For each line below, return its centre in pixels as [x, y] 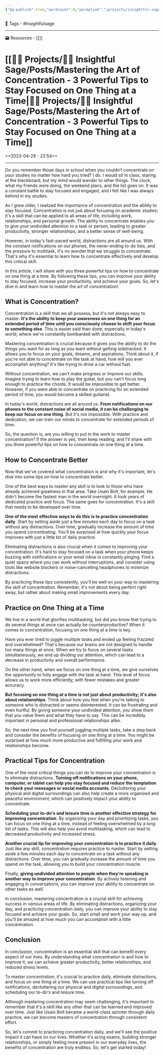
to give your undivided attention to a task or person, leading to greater [76, 226]
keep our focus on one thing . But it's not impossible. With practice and [76, 414]
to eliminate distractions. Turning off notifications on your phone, [72, 778]
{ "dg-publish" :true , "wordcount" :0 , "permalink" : [54, 10]
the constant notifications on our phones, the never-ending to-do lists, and [80, 246]
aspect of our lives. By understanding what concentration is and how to [77, 956]
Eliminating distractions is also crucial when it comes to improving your [76, 547]
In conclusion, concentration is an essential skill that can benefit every [76, 952]
